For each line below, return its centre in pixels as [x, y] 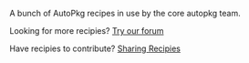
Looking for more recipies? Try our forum [87, 31]
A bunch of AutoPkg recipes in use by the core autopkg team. [125, 13]
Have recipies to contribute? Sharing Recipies [95, 48]
